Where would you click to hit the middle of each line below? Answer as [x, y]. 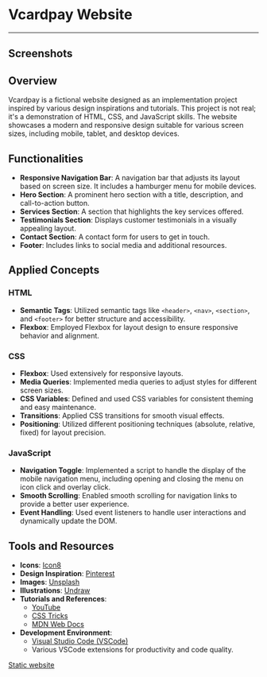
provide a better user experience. [74, 504]
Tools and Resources [61, 546]
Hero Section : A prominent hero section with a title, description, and [132, 194]
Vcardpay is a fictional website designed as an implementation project [123, 100]
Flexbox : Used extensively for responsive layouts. [101, 373]
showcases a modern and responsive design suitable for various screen [126, 126]
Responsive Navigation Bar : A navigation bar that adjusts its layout [130, 177]
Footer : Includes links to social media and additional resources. [123, 245]
